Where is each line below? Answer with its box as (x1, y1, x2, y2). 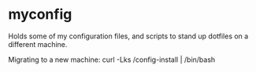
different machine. (8, 39, 68, 49)
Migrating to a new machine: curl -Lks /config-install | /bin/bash (8, 55, 216, 64)
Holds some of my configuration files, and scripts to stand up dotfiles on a (8, 31, 249, 41)
